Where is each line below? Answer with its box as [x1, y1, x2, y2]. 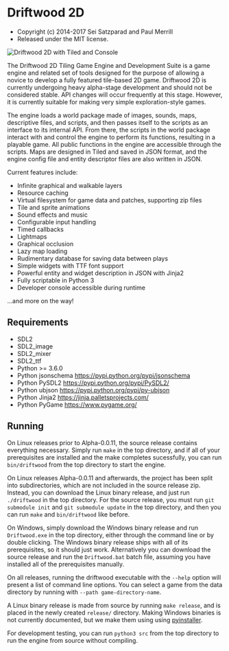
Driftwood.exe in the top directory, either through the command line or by [7, 530, 215, 539]
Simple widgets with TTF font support [16, 261, 124, 270]
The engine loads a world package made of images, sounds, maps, [7, 111, 197, 119]
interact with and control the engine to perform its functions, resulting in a [7, 132, 216, 141]
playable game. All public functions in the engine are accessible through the [7, 140, 221, 148]
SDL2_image [16, 342, 53, 351]
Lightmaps [16, 232, 47, 241]
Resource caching [16, 189, 69, 197]
